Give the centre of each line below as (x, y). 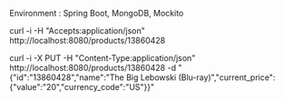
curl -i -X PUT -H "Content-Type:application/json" (103, 58)
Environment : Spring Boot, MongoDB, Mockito (97, 13)
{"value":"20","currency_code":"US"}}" (82, 87)
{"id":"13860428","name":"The (67, 77)
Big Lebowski (151, 77)
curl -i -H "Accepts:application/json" (77, 30)
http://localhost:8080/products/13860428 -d (93, 68)
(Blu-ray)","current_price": (227, 77)
